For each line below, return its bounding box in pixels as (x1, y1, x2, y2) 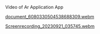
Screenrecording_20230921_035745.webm (5, 23, 95, 29)
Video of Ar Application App (5, 4, 64, 10)
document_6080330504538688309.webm (5, 14, 94, 19)
